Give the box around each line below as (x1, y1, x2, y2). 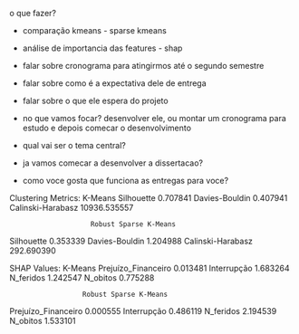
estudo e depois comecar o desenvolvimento (22, 122, 192, 133)
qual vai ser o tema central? (22, 140, 127, 150)
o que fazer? (9, 8, 57, 18)
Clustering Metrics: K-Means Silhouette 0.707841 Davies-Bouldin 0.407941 (9, 193, 288, 203)
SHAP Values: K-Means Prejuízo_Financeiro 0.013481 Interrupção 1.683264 (9, 262, 290, 273)
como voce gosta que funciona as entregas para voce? (22, 176, 229, 186)
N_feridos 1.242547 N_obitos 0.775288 (9, 272, 155, 283)
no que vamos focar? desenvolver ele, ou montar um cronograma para (22, 113, 287, 123)
